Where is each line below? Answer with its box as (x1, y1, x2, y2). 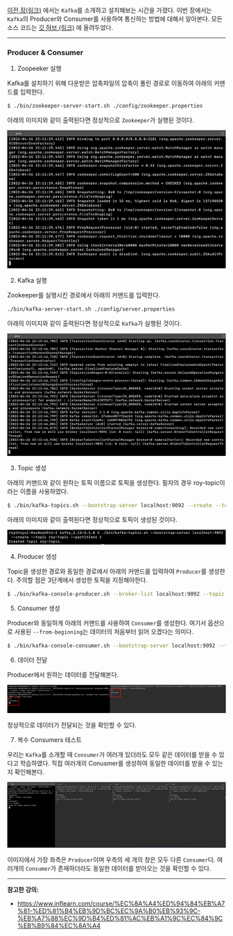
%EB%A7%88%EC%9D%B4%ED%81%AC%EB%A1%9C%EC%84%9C (17, 914, 223, 923)
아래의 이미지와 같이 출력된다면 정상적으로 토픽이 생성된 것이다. (7, 515, 178, 523)
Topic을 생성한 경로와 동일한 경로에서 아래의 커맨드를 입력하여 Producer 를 (7, 567, 207, 575)
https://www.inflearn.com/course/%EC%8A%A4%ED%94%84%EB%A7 (17, 899, 225, 908)
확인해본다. (14, 767, 45, 776)
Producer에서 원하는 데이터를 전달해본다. (7, 670, 119, 679)
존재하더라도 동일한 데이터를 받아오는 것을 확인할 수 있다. (58, 864, 212, 873)
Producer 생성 (17, 552, 58, 561)
